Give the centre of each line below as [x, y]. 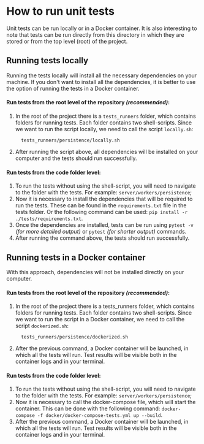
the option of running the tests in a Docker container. [73, 88]
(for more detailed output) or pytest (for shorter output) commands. [101, 232]
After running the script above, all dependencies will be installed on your [107, 151]
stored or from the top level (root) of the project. [67, 41]
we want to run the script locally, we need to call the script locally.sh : [104, 129]
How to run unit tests [61, 11]
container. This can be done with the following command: [88, 408]
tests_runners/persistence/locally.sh [70, 140]
